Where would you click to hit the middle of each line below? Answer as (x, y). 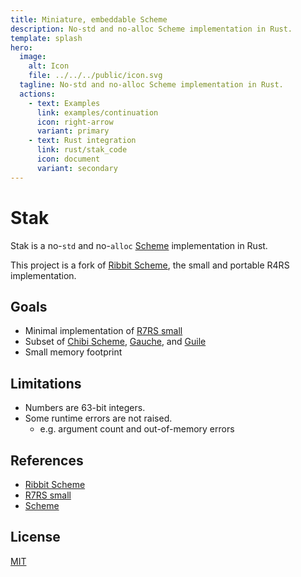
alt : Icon (49, 66)
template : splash (46, 38)
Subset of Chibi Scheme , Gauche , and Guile (115, 342)
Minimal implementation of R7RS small (103, 331)
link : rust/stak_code (82, 150)
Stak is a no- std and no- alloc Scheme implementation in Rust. (139, 245)
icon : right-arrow (75, 122)
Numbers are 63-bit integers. (85, 408)
